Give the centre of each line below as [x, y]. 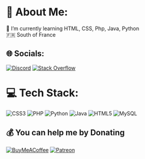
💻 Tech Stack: [42, 93]
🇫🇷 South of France [31, 34]
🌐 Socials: [25, 53]
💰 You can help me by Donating [65, 133]
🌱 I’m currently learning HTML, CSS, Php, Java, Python [73, 28]
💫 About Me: [37, 12]
